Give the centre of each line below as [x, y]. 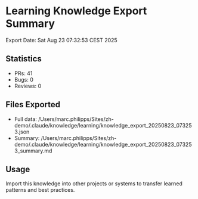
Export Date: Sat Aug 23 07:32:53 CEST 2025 [61, 40]
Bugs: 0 [24, 79]
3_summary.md [33, 151]
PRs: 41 [23, 73]
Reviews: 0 [28, 86]
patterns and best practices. [40, 190]
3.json [22, 132]
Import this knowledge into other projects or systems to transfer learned [94, 184]
